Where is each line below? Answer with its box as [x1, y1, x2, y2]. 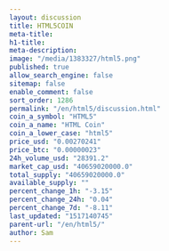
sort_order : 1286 [9, 95, 74, 105]
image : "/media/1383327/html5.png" [9, 54, 141, 63]
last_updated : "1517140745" [9, 211, 114, 221]
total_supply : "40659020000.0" [9, 170, 125, 179]
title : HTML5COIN [9, 21, 74, 30]
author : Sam [9, 228, 53, 237]
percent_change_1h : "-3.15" [9, 187, 114, 196]
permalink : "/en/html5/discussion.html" [9, 104, 162, 113]
